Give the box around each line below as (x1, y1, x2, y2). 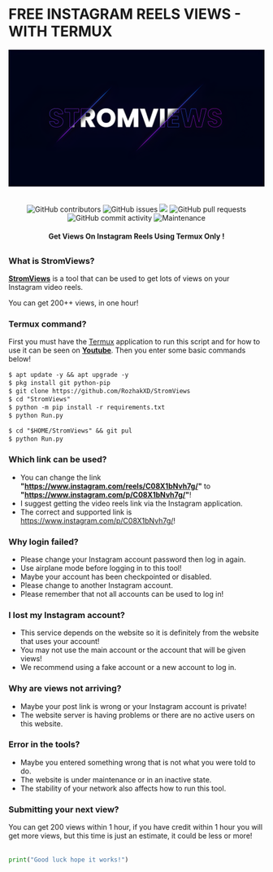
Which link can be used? (8, 454, 107, 465)
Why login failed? (8, 536, 79, 547)
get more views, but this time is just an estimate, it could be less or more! (8, 831, 253, 841)
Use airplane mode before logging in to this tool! (19, 563, 182, 572)
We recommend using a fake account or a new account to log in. (19, 663, 237, 673)
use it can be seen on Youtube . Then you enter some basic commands (8, 345, 246, 355)
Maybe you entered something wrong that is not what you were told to (19, 757, 256, 767)
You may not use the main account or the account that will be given (19, 645, 246, 655)
